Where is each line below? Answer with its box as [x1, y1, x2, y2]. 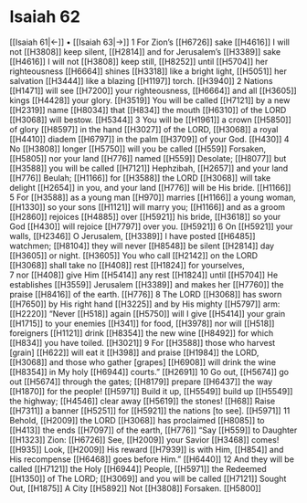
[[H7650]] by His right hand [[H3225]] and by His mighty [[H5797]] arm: [9, 299, 281, 309]
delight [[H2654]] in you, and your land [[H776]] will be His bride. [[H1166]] [9, 182, 291, 193]
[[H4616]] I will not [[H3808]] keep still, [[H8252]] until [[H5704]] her [9, 56, 269, 67]
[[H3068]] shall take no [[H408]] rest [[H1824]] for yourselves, [9, 259, 245, 270]
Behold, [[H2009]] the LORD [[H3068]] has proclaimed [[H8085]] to [9, 414, 265, 425]
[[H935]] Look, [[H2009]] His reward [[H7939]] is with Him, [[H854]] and [9, 444, 284, 455]
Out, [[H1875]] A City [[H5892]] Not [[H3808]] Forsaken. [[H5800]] [9, 482, 262, 494]
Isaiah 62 [9, 6, 80, 27]
